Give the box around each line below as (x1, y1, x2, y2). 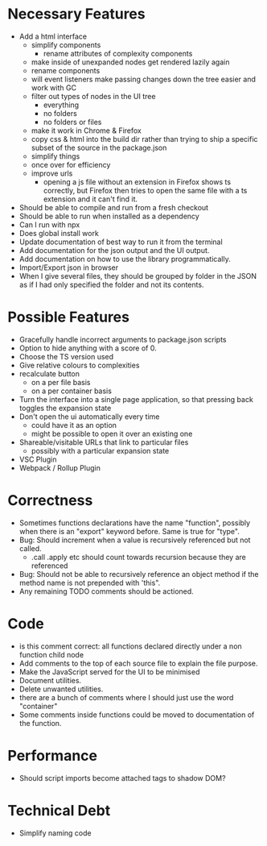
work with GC (31, 82, 77, 93)
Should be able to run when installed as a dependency (18, 211, 200, 221)
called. (18, 543, 42, 553)
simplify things (31, 151, 80, 161)
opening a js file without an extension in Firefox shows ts (43, 176, 231, 186)
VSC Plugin (18, 454, 57, 464)
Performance (7, 746, 98, 765)
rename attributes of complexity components (43, 48, 193, 58)
